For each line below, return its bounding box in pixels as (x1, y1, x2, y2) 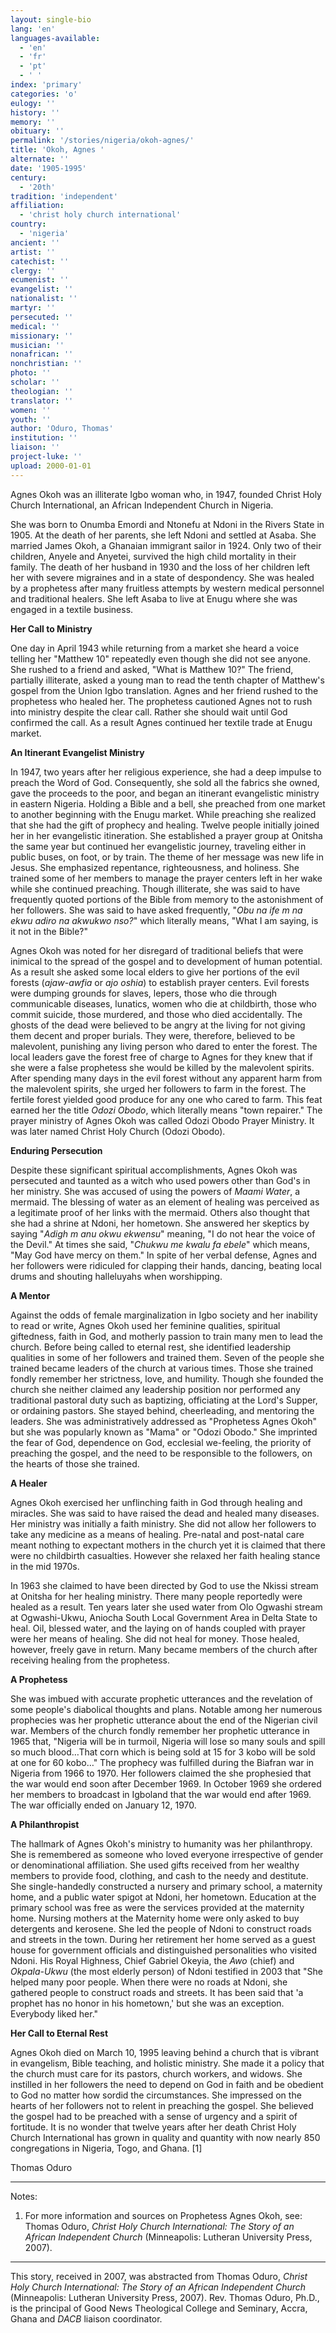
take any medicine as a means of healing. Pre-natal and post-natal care (10, 1528, 305, 1540)
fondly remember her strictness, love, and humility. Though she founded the (10, 1372, 324, 1385)
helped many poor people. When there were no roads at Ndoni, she (10, 1976, 288, 1988)
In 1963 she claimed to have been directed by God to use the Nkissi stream (10, 1579, 319, 1591)
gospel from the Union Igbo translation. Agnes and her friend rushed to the (10, 684, 319, 696)
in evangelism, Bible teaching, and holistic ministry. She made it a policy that (10, 2057, 325, 2069)
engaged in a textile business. (10, 603, 134, 615)
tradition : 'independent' (10, 191, 118, 201)
